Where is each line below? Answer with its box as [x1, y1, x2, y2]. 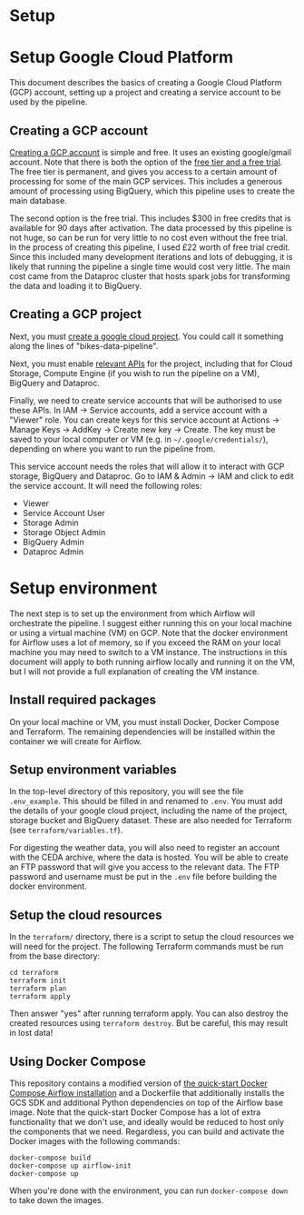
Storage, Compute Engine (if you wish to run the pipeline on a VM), [9, 367, 260, 378]
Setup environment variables [9, 762, 177, 777]
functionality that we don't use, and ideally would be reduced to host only [9, 1116, 284, 1127]
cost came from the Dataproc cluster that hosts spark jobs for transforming [9, 270, 290, 282]
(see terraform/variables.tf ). [9, 824, 123, 836]
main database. [9, 194, 67, 205]
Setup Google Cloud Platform [9, 47, 234, 68]
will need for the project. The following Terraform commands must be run [9, 941, 284, 952]
